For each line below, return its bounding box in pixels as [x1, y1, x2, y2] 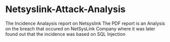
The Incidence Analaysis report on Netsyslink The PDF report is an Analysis [5, 20, 165, 26]
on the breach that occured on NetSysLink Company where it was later [5, 25, 156, 31]
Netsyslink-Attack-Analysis [5, 4, 126, 15]
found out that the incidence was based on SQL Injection [5, 31, 126, 37]
